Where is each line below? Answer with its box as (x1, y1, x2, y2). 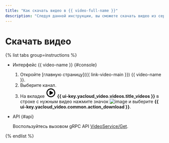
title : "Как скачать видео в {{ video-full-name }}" (5, 8, 118, 13)
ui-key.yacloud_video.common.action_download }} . (20, 104, 131, 110)
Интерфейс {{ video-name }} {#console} (12, 62, 97, 68)
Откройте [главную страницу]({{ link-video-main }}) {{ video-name (20, 72, 161, 78)
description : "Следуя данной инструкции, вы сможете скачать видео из (5, 13, 156, 19)
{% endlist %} (5, 133, 34, 139)
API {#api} (12, 113, 34, 120)
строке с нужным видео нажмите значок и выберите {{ (20, 98, 159, 105)
